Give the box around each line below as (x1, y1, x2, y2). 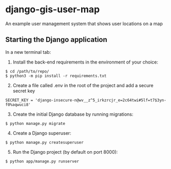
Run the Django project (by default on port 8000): (12, 149, 118, 155)
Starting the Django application (5, 35, 108, 44)
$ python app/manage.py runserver (5, 159, 80, 164)
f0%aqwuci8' (5, 102, 31, 107)
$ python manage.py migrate (5, 121, 66, 126)
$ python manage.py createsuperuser (5, 140, 84, 145)
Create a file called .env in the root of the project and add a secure (12, 82, 154, 88)
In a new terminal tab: (5, 49, 51, 55)
